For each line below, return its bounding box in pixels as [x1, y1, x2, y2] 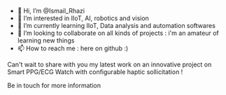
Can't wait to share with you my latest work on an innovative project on [7, 60, 212, 68]
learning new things [17, 36, 75, 45]
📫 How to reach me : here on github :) [17, 44, 129, 52]
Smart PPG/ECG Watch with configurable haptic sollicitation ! [7, 68, 183, 76]
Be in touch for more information [7, 81, 101, 89]
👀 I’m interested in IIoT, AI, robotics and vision [17, 14, 149, 22]
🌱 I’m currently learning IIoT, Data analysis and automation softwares [17, 22, 216, 29]
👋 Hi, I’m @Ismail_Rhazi [17, 7, 85, 15]
